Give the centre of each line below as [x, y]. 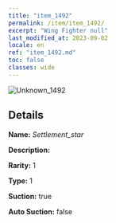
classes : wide [32, 68]
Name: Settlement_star [46, 134]
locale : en [26, 45]
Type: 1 [21, 181]
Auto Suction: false [41, 211]
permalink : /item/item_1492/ [56, 23]
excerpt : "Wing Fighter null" [58, 30]
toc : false [26, 61]
